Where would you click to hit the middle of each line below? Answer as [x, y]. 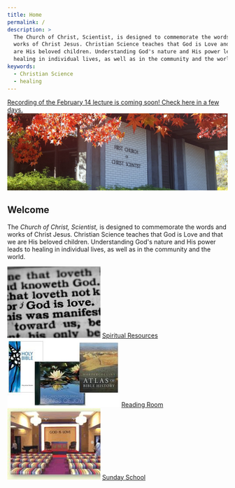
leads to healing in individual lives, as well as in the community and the [109, 249]
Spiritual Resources [130, 335]
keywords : [22, 67]
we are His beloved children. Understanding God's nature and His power [112, 242]
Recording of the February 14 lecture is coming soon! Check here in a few [113, 102]
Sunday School [123, 477]
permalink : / [26, 22]
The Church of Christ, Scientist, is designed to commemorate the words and [117, 227]
